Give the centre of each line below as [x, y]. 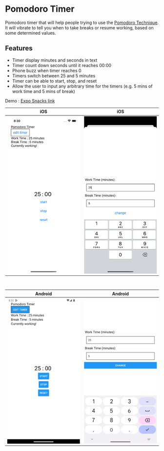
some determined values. [31, 33]
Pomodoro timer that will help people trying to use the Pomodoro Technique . [82, 23]
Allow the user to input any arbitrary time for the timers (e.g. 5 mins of [82, 86]
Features [19, 48]
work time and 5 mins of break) [44, 91]
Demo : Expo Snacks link [30, 101]
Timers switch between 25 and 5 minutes [54, 76]
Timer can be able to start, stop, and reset [54, 81]
